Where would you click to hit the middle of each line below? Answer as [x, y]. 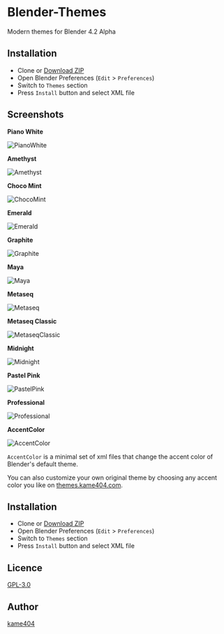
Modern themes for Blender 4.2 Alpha [62, 31]
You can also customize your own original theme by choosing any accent [112, 477]
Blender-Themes [57, 12]
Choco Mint [24, 185]
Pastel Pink [24, 375]
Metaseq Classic [32, 321]
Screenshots [36, 115]
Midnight [21, 348]
